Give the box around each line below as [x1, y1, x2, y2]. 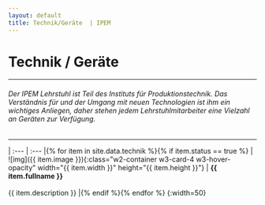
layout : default [8, 11, 62, 20]
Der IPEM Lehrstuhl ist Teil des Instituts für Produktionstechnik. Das [8, 89, 228, 99]
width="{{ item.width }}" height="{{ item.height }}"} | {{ [37, 162, 218, 172]
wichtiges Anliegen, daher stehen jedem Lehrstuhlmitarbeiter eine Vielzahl [8, 106, 250, 115]
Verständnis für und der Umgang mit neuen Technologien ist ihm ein [8, 98, 231, 107]
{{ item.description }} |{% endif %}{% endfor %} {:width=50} [8, 188, 207, 197]
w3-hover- [196, 155, 231, 164]
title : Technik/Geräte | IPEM [8, 19, 111, 27]
